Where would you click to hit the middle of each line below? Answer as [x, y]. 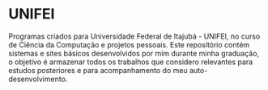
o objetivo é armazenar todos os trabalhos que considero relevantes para [131, 62]
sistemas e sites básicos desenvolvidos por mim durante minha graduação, [134, 53]
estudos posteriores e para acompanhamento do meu [98, 70]
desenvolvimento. [38, 79]
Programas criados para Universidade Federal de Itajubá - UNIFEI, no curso [134, 36]
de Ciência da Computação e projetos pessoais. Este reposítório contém [129, 44]
